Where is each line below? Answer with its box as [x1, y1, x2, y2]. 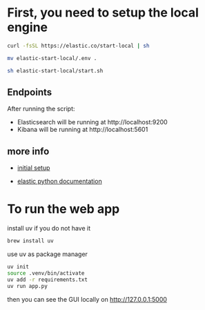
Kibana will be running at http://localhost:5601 [17, 126, 148, 134]
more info [7, 145, 50, 157]
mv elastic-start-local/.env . [7, 55, 97, 61]
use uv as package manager [7, 250, 88, 258]
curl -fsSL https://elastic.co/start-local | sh [7, 42, 150, 49]
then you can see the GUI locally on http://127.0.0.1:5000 [7, 295, 168, 303]
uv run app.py [7, 282, 48, 289]
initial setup [17, 164, 50, 172]
